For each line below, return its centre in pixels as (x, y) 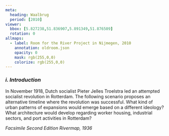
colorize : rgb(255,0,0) (40, 62)
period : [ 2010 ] (26, 19)
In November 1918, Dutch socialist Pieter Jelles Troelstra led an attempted (82, 91)
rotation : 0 (23, 34)
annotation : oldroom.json (42, 48)
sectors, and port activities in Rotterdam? (49, 118)
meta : (11, 10)
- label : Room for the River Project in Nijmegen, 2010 (70, 43)
